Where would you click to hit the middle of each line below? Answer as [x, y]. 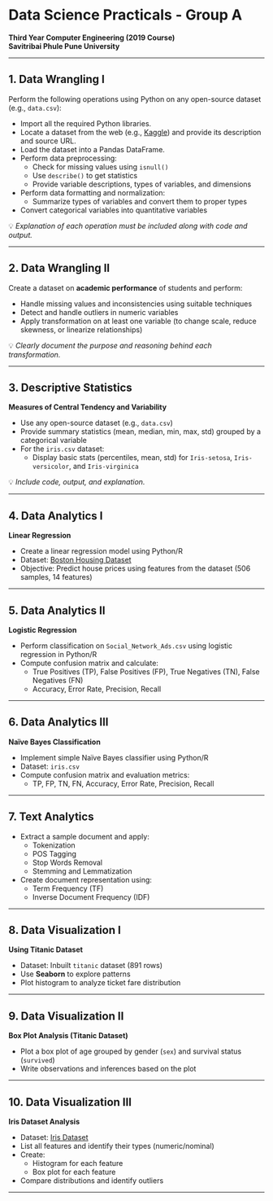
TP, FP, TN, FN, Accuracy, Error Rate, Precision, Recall [123, 783]
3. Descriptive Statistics [70, 387]
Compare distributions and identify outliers [92, 1181]
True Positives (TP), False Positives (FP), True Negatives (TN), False [146, 672]
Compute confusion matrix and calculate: [89, 663]
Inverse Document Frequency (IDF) [91, 896]
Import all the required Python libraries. [86, 123]
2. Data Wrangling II [59, 268]
